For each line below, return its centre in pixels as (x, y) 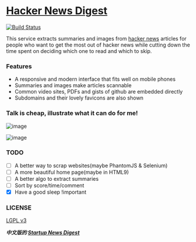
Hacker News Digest (57, 11)
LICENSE (19, 208)
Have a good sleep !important (50, 192)
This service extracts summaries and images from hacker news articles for (96, 38)
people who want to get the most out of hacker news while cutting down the (98, 45)
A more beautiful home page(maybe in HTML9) (72, 172)
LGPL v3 (16, 221)
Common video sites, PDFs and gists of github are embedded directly (99, 92)
